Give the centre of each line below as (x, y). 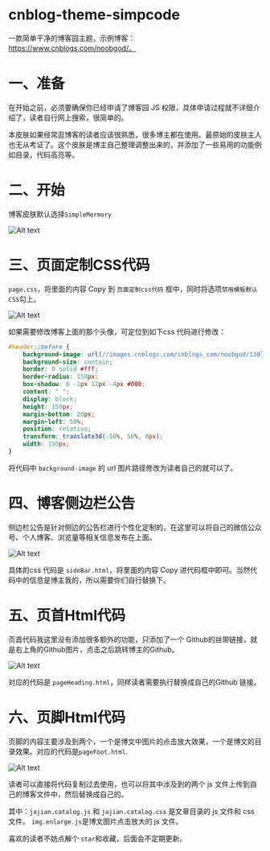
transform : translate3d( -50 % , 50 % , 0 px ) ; (93, 437)
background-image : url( (63, 354)
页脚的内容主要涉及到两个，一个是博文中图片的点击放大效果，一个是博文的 (131, 741)
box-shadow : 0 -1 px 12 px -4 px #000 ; (84, 384)
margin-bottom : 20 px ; (59, 414)
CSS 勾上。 (25, 298)
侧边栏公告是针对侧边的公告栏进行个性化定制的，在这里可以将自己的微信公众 (135, 527)
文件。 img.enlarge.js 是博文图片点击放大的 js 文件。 (96, 821)
